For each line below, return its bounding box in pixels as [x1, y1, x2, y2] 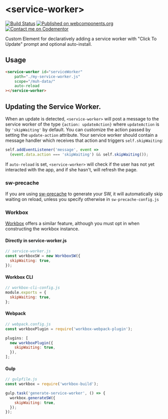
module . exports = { [5, 290, 47, 295]
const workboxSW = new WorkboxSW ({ [5, 253, 81, 259]
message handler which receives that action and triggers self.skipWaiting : [5, 137, 163, 143]
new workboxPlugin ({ [10, 340, 53, 345]
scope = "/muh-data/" [14, 79, 56, 84]
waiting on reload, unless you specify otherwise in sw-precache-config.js [5, 196, 159, 202]
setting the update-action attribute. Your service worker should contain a [5, 132, 158, 138]
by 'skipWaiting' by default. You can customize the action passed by [5, 126, 151, 133]
